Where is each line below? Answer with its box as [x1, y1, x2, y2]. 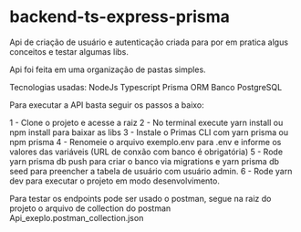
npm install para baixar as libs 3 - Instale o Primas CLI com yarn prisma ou [9, 126, 289, 138]
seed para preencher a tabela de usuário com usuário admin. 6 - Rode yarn [9, 165, 293, 176]
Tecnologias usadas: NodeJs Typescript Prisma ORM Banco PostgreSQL [9, 81, 283, 92]
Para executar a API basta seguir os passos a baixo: [9, 99, 205, 111]
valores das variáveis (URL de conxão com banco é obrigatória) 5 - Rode [9, 146, 284, 157]
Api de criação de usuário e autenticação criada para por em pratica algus [9, 37, 289, 47]
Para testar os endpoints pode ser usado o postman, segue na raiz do [9, 193, 272, 204]
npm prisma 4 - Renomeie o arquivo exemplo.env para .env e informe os [9, 136, 282, 147]
